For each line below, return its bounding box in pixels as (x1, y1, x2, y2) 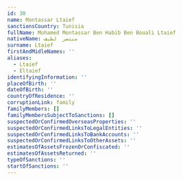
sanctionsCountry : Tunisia (7, 23, 84, 29)
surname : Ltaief (7, 42, 53, 49)
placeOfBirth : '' (7, 80, 57, 87)
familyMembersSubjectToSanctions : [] (7, 112, 115, 118)
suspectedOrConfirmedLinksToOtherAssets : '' (7, 138, 136, 144)
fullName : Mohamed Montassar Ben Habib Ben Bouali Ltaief (7, 29, 176, 36)
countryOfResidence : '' (7, 93, 75, 100)
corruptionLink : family (7, 99, 75, 106)
